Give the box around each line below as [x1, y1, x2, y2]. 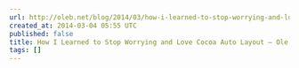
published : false [9, 29, 74, 38]
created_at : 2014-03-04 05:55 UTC [9, 21, 138, 30]
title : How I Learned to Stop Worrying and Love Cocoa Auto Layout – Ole [9, 37, 289, 47]
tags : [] [9, 46, 42, 55]
